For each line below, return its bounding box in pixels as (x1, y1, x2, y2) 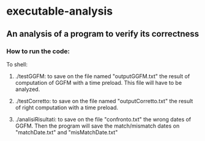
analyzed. (15, 85, 40, 93)
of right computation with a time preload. (15, 104, 119, 111)
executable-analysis (6, 4, 113, 18)
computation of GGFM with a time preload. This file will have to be (15, 79, 182, 86)
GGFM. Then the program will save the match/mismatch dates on (15, 122, 180, 129)
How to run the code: (6, 47, 70, 56)
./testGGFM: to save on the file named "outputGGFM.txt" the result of (15, 72, 190, 80)
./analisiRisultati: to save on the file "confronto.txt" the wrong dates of (15, 115, 192, 123)
